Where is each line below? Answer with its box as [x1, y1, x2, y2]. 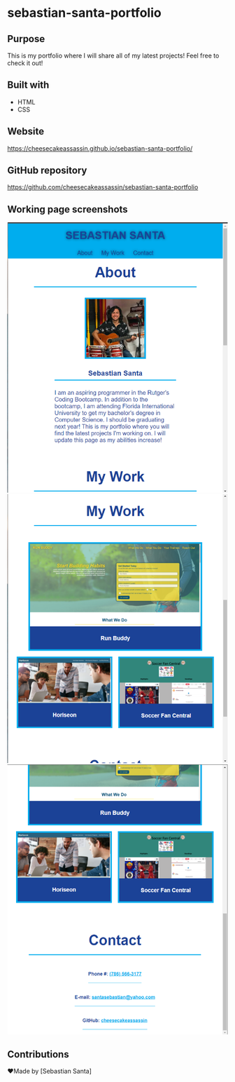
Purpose [7, 33, 45, 45]
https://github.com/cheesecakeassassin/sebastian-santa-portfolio [7, 183, 199, 191]
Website [7, 126, 44, 137]
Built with [7, 79, 50, 91]
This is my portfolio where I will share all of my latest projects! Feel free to [7, 51, 220, 60]
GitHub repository [7, 165, 87, 177]
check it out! [7, 59, 43, 67]
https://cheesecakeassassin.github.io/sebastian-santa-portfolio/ [7, 144, 193, 152]
